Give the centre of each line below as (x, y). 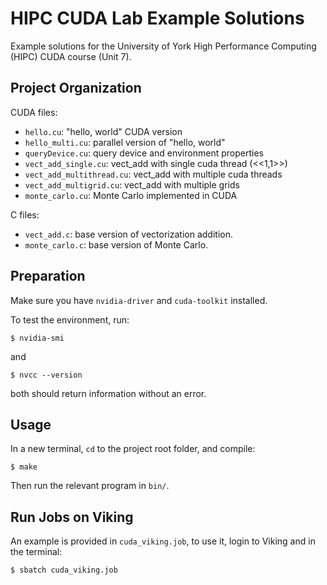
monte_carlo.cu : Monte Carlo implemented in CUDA (131, 195)
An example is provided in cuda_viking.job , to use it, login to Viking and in (163, 541)
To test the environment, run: (70, 319)
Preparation (48, 276)
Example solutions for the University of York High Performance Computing (163, 46)
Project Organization (76, 88)
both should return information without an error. (108, 393)
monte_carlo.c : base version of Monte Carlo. (116, 244)
